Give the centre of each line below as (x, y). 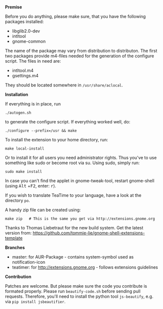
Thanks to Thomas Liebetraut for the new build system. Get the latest (74, 228)
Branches (15, 248)
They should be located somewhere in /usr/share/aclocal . (64, 85)
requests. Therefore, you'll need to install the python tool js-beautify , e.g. (79, 296)
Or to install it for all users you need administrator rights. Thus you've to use (81, 158)
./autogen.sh (18, 113)
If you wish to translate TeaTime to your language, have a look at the (73, 195)
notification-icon (29, 262)
